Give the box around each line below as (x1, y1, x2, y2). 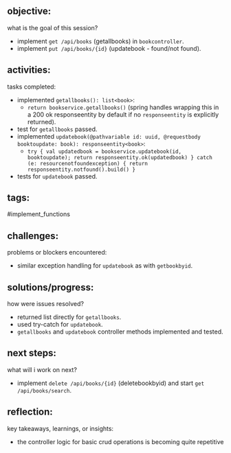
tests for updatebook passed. (16, 172, 98, 181)
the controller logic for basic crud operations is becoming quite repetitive (16, 437, 224, 445)
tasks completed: (7, 82, 56, 91)
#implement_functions (7, 210, 71, 218)
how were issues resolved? (7, 300, 85, 308)
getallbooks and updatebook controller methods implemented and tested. (16, 327, 223, 336)
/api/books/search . (16, 386, 72, 394)
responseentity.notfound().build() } (27, 166, 136, 173)
